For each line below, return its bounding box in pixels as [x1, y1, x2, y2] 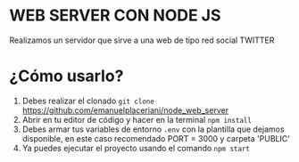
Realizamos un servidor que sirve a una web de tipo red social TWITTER [9, 35, 275, 45]
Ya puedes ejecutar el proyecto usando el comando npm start [21, 142, 250, 153]
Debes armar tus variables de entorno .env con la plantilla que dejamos [21, 124, 285, 134]
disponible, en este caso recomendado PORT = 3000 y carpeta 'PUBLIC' [21, 133, 290, 143]
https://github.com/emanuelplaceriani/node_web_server [21, 104, 229, 116]
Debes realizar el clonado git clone [21, 95, 154, 106]
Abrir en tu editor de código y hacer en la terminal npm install [21, 114, 253, 125]
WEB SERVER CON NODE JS [9, 5, 221, 26]
